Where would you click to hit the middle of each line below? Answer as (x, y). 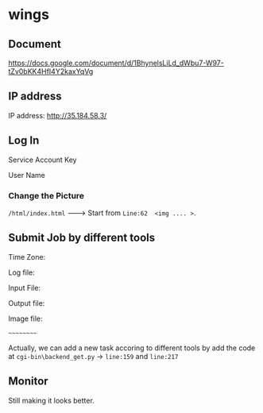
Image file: (25, 318)
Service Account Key (43, 160)
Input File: (25, 288)
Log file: (21, 272)
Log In (24, 141)
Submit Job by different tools (82, 238)
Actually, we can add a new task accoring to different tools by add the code (132, 348)
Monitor (29, 382)
